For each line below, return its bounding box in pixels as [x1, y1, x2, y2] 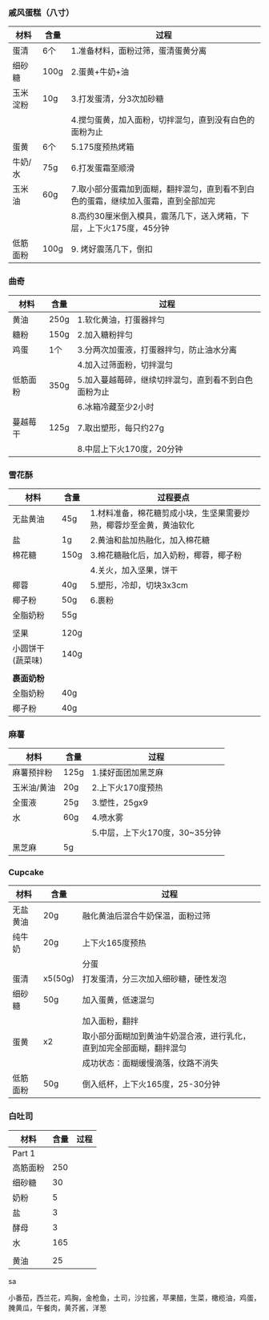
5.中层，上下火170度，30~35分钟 [91, 827, 222, 838]
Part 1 [12, 1148, 36, 1159]
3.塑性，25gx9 [91, 797, 149, 809]
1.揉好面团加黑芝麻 [91, 767, 164, 778]
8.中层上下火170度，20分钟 [77, 443, 183, 454]
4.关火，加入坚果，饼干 [90, 564, 179, 575]
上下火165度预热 [82, 938, 147, 949]
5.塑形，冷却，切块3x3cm [90, 579, 188, 591]
